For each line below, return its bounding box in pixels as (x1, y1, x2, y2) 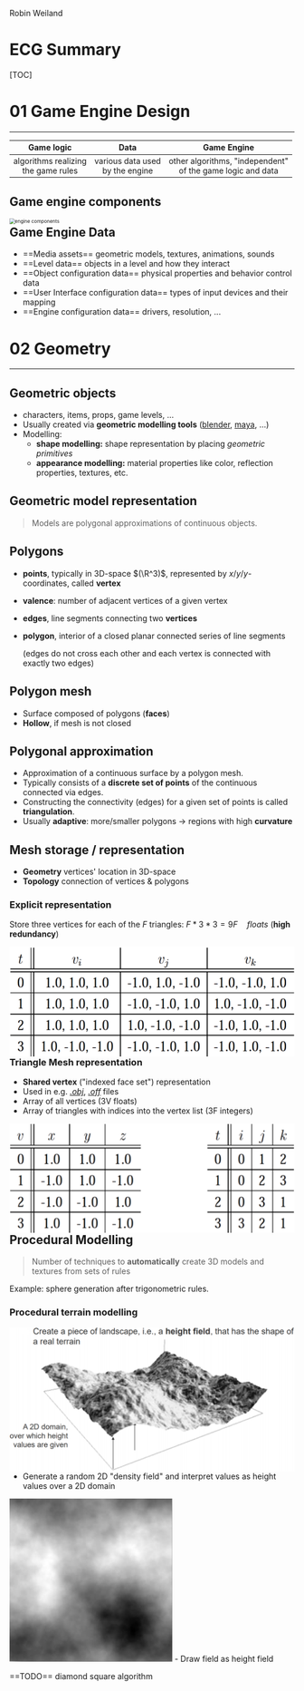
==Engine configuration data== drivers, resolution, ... (22, 306, 222, 317)
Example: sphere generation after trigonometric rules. (9, 1283, 210, 1295)
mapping (22, 296, 56, 307)
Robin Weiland (9, 8, 63, 18)
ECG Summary (9, 40, 122, 60)
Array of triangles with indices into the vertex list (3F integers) (22, 1105, 253, 1116)
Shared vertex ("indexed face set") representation (22, 1076, 211, 1087)
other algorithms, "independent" (168, 155, 290, 166)
